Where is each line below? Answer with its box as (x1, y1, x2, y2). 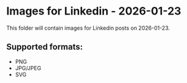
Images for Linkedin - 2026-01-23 (6, 4, 182, 18)
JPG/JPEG (15, 64, 41, 71)
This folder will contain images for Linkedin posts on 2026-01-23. (6, 24, 171, 32)
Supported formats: (6, 42, 83, 52)
